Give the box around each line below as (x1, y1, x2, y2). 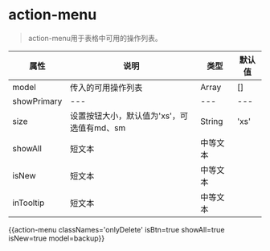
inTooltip (12, 197, 45, 208)
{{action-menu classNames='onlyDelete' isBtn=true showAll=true (8, 224, 225, 234)
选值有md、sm (69, 122, 126, 134)
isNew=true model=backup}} (8, 233, 105, 243)
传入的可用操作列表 (69, 82, 143, 93)
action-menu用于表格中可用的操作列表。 (27, 33, 162, 43)
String (200, 115, 223, 126)
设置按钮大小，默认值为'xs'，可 (69, 110, 189, 121)
